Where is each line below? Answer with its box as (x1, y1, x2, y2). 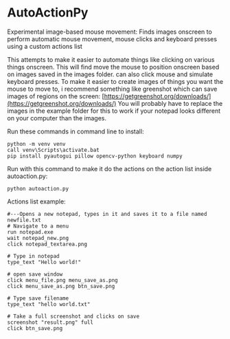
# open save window (7, 270, 63, 278)
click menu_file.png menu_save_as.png (7, 276, 118, 283)
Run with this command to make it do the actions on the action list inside (7, 164, 212, 173)
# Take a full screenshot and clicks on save (7, 313, 139, 320)
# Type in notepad (7, 252, 60, 259)
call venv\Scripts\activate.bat (7, 146, 100, 153)
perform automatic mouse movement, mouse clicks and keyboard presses (7, 34, 218, 43)
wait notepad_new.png (7, 234, 69, 241)
